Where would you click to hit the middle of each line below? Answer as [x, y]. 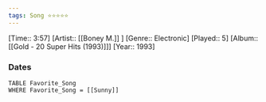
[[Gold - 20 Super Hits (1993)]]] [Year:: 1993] [82, 46]
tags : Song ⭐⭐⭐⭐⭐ [39, 15]
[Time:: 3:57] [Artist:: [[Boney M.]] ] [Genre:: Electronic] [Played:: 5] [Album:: [133, 38]
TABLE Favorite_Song [43, 83]
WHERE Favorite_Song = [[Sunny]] [64, 90]
